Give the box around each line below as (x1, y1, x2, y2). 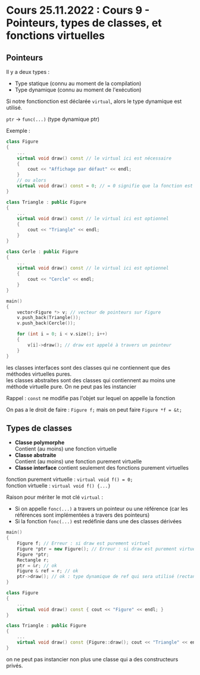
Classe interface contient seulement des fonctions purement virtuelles (14, 464, 189, 471)
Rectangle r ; (17, 557, 49, 563)
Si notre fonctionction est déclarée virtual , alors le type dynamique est (6, 98, 182, 105)
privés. (6, 662, 23, 669)
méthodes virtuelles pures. (6, 370, 72, 377)
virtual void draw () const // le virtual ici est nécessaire (17, 155, 171, 161)
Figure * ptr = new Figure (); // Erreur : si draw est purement (17, 546, 177, 552)
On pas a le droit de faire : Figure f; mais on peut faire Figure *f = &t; (6, 406, 183, 413)
